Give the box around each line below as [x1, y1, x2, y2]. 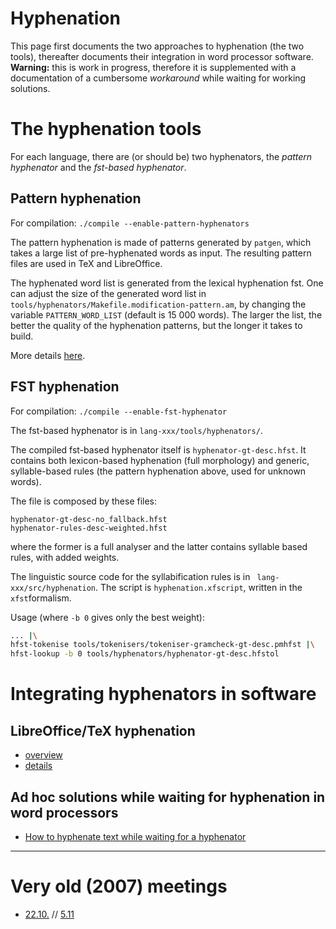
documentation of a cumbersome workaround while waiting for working [10, 72, 307, 84]
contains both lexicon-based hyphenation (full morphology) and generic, [10, 454, 310, 466]
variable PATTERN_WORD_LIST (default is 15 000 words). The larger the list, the [10, 308, 323, 321]
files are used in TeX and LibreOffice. [10, 257, 163, 269]
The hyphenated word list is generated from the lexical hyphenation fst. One [10, 277, 324, 289]
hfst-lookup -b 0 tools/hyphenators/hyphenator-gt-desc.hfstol [10, 649, 280, 659]
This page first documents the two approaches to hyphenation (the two [10, 40, 305, 52]
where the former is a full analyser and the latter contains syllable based [10, 540, 308, 552]
